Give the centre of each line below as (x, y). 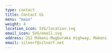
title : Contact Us (24, 15)
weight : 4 (16, 24)
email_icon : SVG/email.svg (34, 33)
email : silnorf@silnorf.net (35, 43)
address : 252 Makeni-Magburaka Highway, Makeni (56, 38)
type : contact (20, 10)
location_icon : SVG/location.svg (40, 29)
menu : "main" (19, 19)
